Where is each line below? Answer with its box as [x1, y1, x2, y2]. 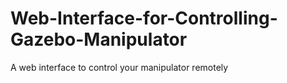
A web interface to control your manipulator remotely [10, 61, 229, 73]
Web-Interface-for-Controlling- [10, 7, 278, 30]
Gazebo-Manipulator [10, 28, 188, 51]
